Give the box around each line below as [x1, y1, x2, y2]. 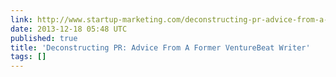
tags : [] [10, 52, 47, 62]
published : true [10, 33, 78, 43]
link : [10, 14, 33, 25]
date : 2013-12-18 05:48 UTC [10, 24, 128, 34]
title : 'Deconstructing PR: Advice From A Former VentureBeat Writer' [10, 42, 311, 53]
